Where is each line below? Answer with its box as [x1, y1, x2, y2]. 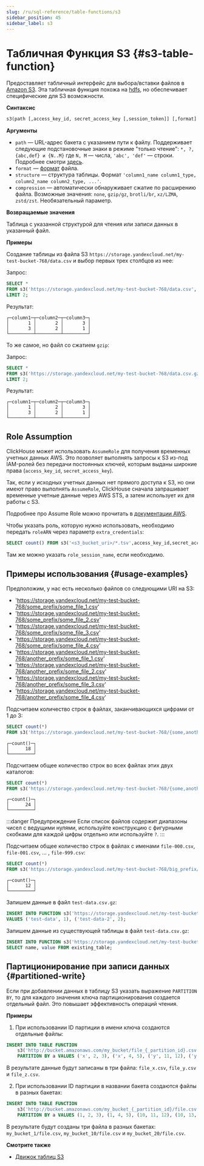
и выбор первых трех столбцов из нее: [72, 257, 174, 265]
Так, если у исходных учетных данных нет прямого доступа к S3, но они [6, 479, 195, 486]
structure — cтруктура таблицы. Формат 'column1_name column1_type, [15, 171, 197, 178]
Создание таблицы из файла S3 [6, 251, 88, 258]
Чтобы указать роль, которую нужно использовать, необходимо [6, 522, 174, 529]
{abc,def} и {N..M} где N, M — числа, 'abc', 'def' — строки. [15, 152, 174, 159]
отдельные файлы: [15, 1030, 64, 1038]
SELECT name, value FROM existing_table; [6, 944, 113, 951]
